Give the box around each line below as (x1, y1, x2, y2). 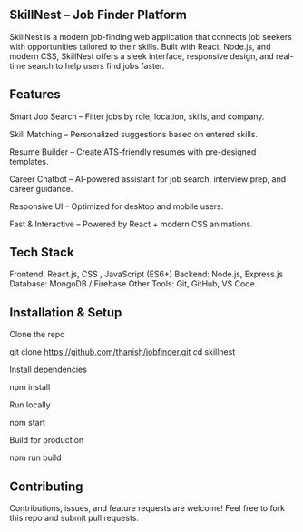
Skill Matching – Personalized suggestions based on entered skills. (9, 128, 259, 139)
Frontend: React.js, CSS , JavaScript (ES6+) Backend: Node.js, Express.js (9, 268, 284, 280)
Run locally (9, 399, 51, 410)
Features (9, 86, 61, 103)
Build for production (9, 435, 84, 446)
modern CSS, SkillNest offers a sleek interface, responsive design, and (9, 50, 274, 62)
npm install (9, 382, 51, 393)
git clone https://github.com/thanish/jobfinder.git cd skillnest (9, 346, 236, 357)
